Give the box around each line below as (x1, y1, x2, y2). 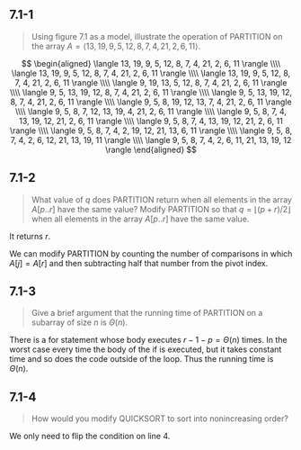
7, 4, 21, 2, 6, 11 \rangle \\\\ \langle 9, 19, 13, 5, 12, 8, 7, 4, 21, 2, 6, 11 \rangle (14, 76, 288, 88)
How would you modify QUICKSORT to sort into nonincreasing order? (31, 413, 289, 424)
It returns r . (9, 230, 51, 241)
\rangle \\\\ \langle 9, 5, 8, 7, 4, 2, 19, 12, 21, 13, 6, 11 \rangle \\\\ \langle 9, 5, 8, (9, 125, 293, 136)
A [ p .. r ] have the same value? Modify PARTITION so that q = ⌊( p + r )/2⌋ (31, 203, 291, 214)
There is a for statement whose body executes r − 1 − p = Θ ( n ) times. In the (9, 335, 288, 346)
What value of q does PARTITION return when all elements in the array (31, 193, 292, 205)
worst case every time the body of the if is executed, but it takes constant (9, 344, 282, 355)
